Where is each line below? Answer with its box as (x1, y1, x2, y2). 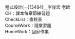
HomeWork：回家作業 (5, 29, 49, 34)
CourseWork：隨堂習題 (5, 22, 52, 28)
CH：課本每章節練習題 (5, 10, 50, 16)
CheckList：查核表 (5, 17, 42, 22)
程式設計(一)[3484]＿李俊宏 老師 (5, 4, 71, 10)
